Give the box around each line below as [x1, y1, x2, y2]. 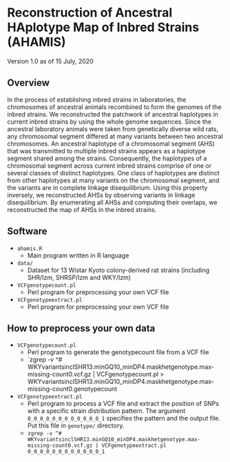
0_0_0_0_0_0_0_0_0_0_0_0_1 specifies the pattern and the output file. [27, 414, 220, 423]
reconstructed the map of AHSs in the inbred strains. [7, 205, 157, 213]
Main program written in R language [27, 251, 129, 260]
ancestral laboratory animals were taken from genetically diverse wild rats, [7, 124, 219, 133]
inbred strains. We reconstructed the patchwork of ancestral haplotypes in [7, 110, 218, 118]
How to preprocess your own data [7, 323, 156, 334]
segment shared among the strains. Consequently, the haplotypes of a [7, 154, 207, 162]
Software [7, 226, 48, 238]
